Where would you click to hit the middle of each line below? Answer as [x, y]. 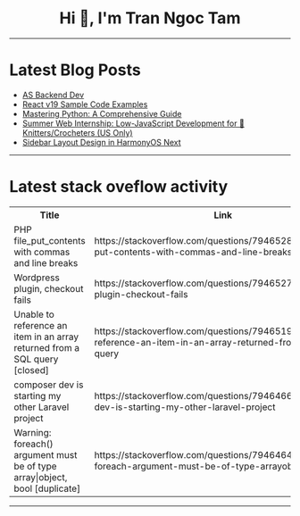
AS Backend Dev [53, 95]
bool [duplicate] [47, 488]
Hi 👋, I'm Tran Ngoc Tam [150, 18]
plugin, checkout [49, 288]
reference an [41, 325]
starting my [37, 395]
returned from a [47, 347]
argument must [46, 454]
